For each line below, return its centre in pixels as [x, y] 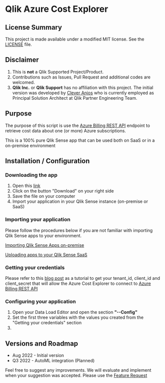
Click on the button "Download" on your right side [63, 191]
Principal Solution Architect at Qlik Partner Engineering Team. [75, 98]
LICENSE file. [19, 44]
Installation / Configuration [47, 161]
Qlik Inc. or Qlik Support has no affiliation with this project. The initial [83, 87]
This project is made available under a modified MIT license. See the [75, 39]
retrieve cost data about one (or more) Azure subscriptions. [65, 131]
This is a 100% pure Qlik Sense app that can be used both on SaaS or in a [80, 140]
